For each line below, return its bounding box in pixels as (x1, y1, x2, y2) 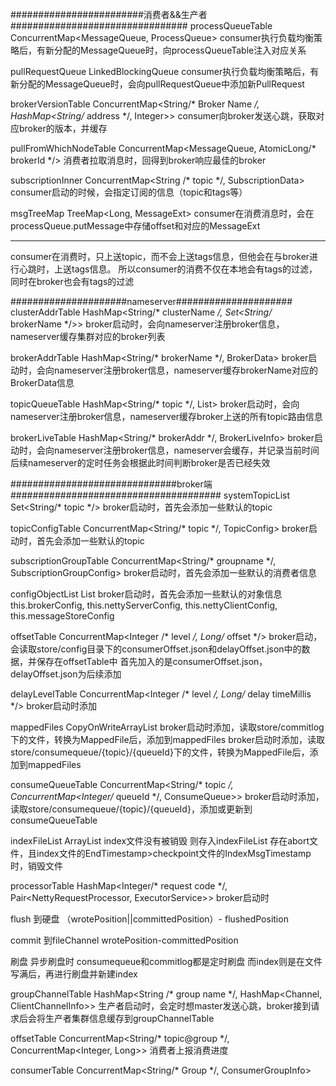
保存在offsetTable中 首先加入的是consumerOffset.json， (36, 656, 268, 667)
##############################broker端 (10, 478, 213, 490)
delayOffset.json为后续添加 (10, 668, 122, 680)
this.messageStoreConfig (10, 610, 115, 622)
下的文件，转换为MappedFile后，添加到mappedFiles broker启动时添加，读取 (10, 734, 325, 745)
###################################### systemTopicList (10, 489, 290, 501)
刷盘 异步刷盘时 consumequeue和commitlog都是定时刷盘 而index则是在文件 (10, 956, 323, 967)
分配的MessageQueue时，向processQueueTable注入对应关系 (53, 44, 307, 56)
